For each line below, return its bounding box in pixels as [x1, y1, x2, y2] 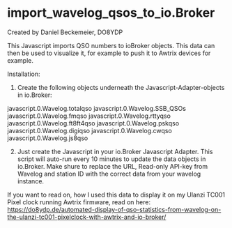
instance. [17, 176, 44, 185]
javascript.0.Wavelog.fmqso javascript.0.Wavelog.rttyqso [7, 112, 171, 120]
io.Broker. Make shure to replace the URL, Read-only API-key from [17, 162, 208, 170]
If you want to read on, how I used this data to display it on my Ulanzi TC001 [7, 190, 225, 199]
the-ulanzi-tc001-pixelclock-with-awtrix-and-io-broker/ [7, 213, 167, 221]
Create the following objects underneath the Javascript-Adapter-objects [17, 83, 225, 91]
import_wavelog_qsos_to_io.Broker [7, 5, 215, 21]
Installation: [7, 70, 40, 78]
